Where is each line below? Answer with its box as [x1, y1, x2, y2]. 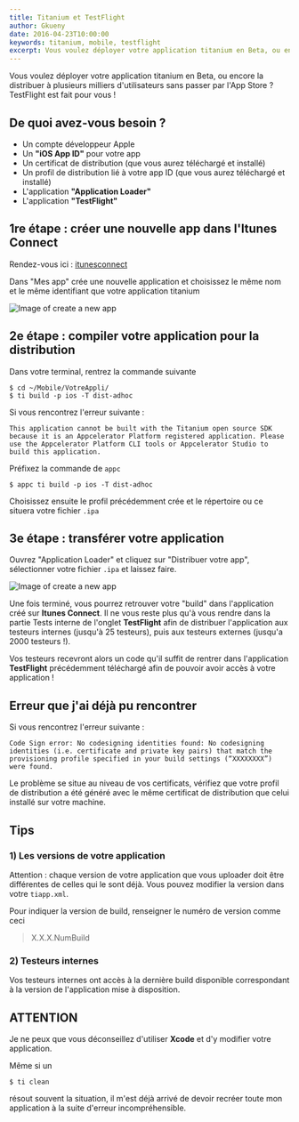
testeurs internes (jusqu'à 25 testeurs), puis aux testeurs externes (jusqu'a [9, 626, 283, 637]
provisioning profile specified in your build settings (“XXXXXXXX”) [9, 755, 273, 763]
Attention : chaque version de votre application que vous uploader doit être [9, 869, 285, 880]
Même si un [9, 1060, 53, 1070]
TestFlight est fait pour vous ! [9, 90, 117, 101]
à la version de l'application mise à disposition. [9, 984, 181, 995]
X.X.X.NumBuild [30, 932, 91, 943]
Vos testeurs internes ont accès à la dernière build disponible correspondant [9, 975, 290, 986]
